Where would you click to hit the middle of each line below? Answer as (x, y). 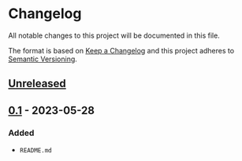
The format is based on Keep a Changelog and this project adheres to (121, 50)
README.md (36, 151)
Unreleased (37, 84)
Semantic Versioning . (43, 59)
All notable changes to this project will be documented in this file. (114, 35)
